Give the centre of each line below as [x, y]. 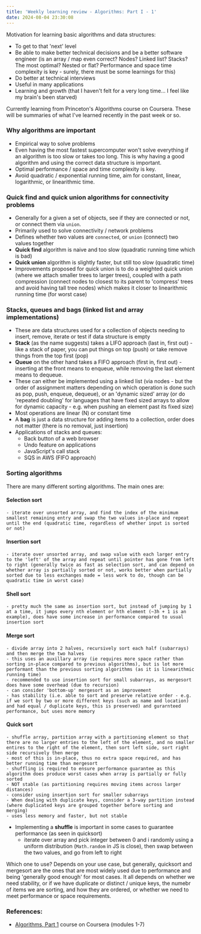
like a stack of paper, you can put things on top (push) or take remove [101, 350]
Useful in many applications [49, 84]
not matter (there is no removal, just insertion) [71, 426]
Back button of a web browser [61, 439]
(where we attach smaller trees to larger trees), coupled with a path [98, 275]
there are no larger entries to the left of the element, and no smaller [100, 742]
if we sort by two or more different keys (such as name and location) [97, 701]
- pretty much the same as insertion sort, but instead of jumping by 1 [99, 607]
